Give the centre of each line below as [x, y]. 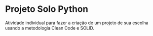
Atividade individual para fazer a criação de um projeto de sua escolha [77, 23]
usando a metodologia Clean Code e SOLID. [50, 28]
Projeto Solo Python [47, 9]
